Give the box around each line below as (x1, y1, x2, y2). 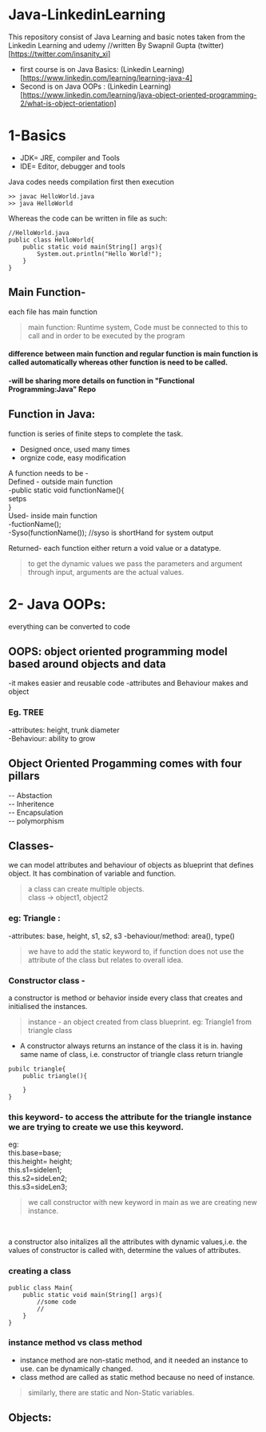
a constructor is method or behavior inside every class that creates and (8, 993, 244, 1003)
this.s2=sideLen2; (8, 1174, 68, 1183)
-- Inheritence (8, 799, 54, 808)
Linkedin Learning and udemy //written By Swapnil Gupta (8, 40, 197, 50)
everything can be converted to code (8, 621, 130, 631)
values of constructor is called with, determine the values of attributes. (8, 1246, 241, 1255)
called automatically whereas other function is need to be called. (8, 357, 228, 367)
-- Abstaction (8, 790, 53, 800)
